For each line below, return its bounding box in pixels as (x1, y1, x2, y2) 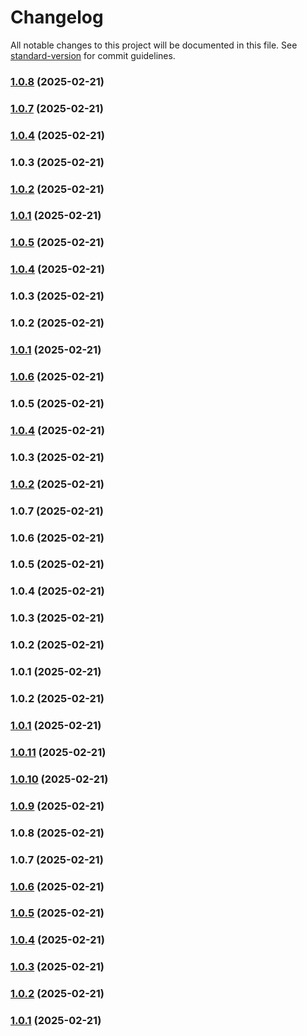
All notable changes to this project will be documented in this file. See (10, 39, 298, 51)
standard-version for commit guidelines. (10, 49, 176, 61)
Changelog (10, 6, 104, 29)
